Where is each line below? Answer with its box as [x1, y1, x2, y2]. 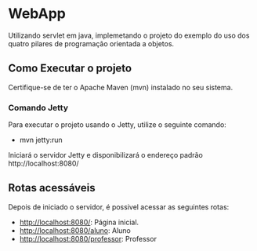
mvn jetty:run [19, 135, 63, 145]
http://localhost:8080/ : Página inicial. [19, 217, 139, 227]
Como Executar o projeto [8, 62, 132, 75]
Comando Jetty [8, 102, 69, 113]
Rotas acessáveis [8, 181, 96, 195]
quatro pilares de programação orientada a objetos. [8, 38, 175, 48]
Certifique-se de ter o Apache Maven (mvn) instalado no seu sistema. [8, 82, 233, 92]
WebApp [8, 5, 67, 23]
